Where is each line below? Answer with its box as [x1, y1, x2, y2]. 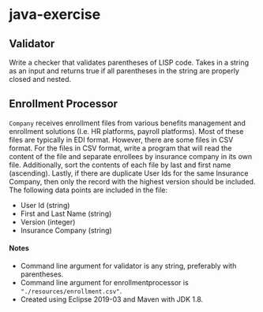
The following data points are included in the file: [9, 185, 168, 195]
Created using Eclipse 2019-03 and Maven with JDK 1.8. [20, 295, 204, 304]
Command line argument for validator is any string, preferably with [20, 262, 237, 271]
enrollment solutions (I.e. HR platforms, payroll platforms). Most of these [9, 126, 244, 136]
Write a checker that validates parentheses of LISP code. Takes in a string [9, 58, 250, 67]
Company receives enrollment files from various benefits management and [9, 118, 246, 128]
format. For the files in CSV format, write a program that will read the [9, 143, 232, 153]
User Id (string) [20, 200, 70, 210]
